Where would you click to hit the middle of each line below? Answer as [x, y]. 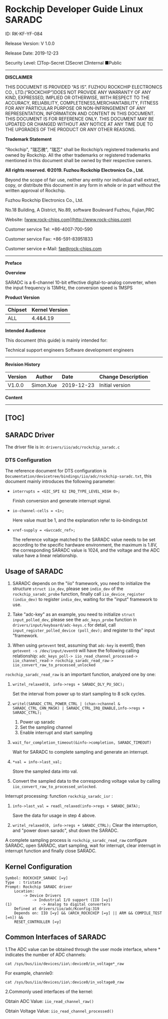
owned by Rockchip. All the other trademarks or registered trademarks [78, 155]
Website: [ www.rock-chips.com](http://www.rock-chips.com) [68, 219]
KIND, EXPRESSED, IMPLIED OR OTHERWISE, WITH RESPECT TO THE [77, 97]
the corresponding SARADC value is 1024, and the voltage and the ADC [86, 550]
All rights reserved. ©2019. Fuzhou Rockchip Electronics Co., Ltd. [75, 170]
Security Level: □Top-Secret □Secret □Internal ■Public [63, 63]
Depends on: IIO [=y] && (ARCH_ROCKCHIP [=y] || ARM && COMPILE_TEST [88, 913]
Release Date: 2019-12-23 [32, 53]
